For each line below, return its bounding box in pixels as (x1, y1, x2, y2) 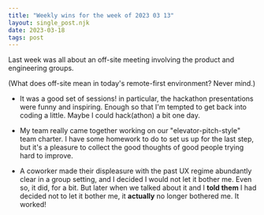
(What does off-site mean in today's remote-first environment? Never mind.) (8, 79, 256, 88)
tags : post (8, 33, 44, 42)
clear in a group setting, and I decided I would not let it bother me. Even (19, 175, 252, 184)
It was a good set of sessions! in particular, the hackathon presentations (19, 94, 254, 103)
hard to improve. (19, 151, 73, 161)
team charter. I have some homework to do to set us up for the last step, (19, 135, 255, 144)
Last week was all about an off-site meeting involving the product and (8, 55, 235, 65)
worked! (19, 200, 47, 209)
